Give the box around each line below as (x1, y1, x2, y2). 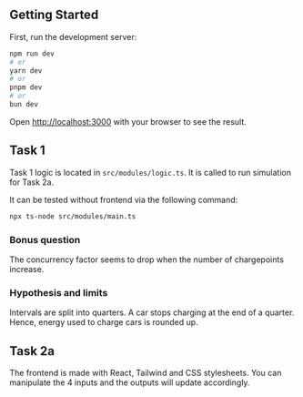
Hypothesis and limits (9, 286, 108, 299)
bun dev (9, 100, 39, 109)
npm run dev (9, 49, 55, 58)
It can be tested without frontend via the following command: (9, 194, 238, 205)
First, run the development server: (9, 31, 137, 42)
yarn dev (9, 66, 43, 76)
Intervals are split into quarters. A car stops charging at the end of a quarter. (9, 307, 295, 318)
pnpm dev (9, 83, 43, 92)
